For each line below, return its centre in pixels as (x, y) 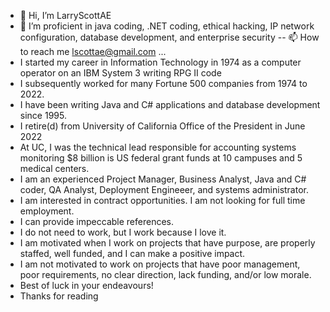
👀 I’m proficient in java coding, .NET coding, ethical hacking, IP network (167, 26)
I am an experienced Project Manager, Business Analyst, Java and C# (163, 179)
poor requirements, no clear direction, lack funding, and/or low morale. (165, 274)
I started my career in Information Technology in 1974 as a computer (160, 62)
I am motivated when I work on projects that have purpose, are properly (167, 243)
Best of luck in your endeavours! (86, 285)
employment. (47, 211)
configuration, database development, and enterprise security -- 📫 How (169, 37)
